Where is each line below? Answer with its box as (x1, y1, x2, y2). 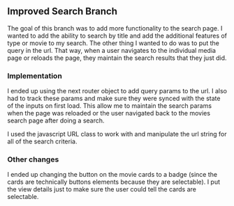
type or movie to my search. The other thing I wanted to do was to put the (7, 38, 220, 47)
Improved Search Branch (7, 6, 117, 17)
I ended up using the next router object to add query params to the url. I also (7, 87, 228, 95)
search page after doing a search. (7, 116, 105, 125)
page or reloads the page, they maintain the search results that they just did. (7, 54, 227, 62)
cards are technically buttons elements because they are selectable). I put (7, 177, 221, 187)
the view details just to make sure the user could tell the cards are (7, 185, 197, 193)
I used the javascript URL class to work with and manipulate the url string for (7, 130, 227, 138)
